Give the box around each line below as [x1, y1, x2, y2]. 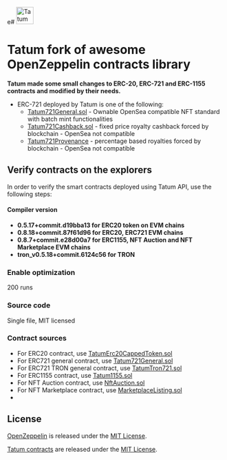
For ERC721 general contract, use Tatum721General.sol [17, 356, 173, 365]
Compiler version [7, 206, 58, 214]
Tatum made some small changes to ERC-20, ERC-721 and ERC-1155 [7, 79, 206, 88]
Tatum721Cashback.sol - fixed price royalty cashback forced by [27, 122, 209, 131]
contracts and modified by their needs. [7, 86, 121, 95]
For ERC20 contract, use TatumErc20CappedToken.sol [17, 349, 173, 357]
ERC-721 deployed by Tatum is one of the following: [17, 100, 164, 108]
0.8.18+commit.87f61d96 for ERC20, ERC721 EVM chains [17, 228, 184, 236]
